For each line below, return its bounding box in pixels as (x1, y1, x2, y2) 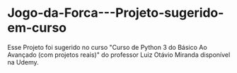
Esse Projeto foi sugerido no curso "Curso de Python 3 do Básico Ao (7, 43, 207, 51)
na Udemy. (7, 58, 39, 66)
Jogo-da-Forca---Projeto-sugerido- (7, 5, 224, 21)
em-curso (7, 20, 67, 36)
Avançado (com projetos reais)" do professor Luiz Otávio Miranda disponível (7, 51, 231, 59)
